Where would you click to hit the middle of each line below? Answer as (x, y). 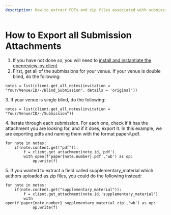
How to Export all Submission (69, 35)
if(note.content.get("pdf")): (47, 147)
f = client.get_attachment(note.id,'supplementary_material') (91, 194)
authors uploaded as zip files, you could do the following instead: (74, 176)
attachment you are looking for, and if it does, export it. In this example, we (83, 128)
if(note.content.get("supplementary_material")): (68, 190)
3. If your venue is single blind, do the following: (55, 99)
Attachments (34, 46)
